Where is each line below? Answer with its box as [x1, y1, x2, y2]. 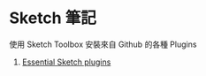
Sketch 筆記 [9, 8, 97, 28]
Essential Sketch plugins [21, 57, 111, 67]
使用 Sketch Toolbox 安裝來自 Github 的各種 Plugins [9, 39, 197, 49]
